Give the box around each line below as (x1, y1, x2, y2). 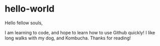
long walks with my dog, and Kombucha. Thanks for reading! (5, 35, 131, 41)
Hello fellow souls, (5, 20, 43, 26)
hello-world (5, 3, 55, 15)
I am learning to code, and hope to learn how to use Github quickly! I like (5, 29, 155, 35)
